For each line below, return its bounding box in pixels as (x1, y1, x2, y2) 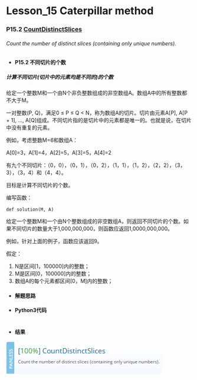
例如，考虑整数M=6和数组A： (6, 137, 78, 144)
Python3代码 (14, 307, 47, 314)
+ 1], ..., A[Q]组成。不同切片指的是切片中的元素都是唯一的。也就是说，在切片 (6, 117, 192, 124)
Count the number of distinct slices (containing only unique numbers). (6, 40, 177, 47)
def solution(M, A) (6, 207, 54, 213)
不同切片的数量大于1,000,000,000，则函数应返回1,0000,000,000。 (11, 225, 173, 232)
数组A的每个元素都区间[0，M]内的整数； (14, 277, 113, 284)
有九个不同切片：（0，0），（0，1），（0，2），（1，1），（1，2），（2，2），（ (6, 162, 178, 169)
